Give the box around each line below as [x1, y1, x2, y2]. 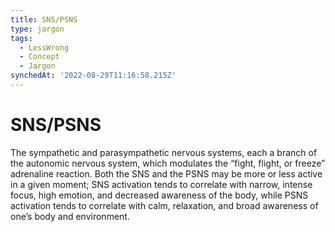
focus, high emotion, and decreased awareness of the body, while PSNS [10, 189, 309, 201]
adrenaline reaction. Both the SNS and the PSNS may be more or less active [10, 167, 323, 180]
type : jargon [10, 24, 65, 34]
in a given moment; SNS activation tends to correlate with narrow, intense [10, 178, 313, 190]
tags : [10, 33, 33, 43]
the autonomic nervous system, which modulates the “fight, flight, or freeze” [10, 157, 326, 169]
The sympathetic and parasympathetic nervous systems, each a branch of [10, 146, 318, 158]
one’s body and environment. [10, 210, 130, 222]
